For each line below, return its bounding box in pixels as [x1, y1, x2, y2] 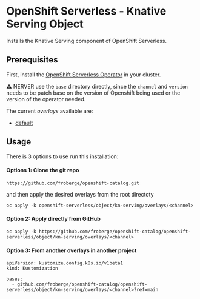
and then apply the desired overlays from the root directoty [6, 190, 154, 198]
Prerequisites [6, 55, 58, 65]
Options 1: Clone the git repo [6, 167, 79, 174]
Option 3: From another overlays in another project [6, 247, 137, 254]
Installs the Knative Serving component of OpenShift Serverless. [6, 37, 167, 44]
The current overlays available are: [6, 107, 93, 115]
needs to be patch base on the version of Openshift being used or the [6, 89, 181, 96]
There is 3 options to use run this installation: [6, 153, 119, 160]
